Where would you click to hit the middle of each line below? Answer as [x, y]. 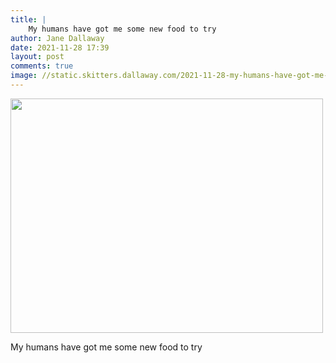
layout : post [37, 57]
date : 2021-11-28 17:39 [60, 47]
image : [24, 76]
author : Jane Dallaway [57, 38]
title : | [28, 19]
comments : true [42, 66]
